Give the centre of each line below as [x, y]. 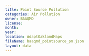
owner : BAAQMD [20, 19]
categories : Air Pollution [33, 14]
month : [12, 28]
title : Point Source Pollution [37, 9]
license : [14, 23]
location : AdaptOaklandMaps [34, 37]
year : [11, 32]
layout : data [18, 46]
